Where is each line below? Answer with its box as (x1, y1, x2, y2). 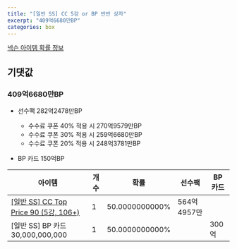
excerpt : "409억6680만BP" (7, 17, 81, 24)
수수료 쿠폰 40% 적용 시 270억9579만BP (28, 121, 142, 130)
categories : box (7, 23, 55, 30)
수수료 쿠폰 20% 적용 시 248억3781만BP (28, 139, 141, 148)
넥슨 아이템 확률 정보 (7, 44, 64, 52)
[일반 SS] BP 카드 (11, 221, 67, 231)
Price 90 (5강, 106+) (11, 207, 80, 217)
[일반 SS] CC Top (11, 197, 68, 207)
